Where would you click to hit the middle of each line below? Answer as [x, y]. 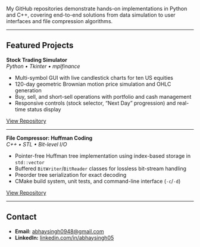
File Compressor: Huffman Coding [49, 138]
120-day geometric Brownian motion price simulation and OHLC [93, 84]
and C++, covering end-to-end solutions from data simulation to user [91, 15]
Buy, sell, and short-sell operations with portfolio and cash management [103, 96]
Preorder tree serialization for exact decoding [71, 174]
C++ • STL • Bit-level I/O [37, 144]
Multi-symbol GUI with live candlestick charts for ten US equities [94, 77]
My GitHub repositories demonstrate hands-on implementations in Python [97, 9]
